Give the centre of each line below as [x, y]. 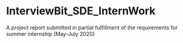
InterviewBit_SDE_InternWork [81, 11]
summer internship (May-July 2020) [51, 33]
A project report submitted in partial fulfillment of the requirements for [92, 27]
